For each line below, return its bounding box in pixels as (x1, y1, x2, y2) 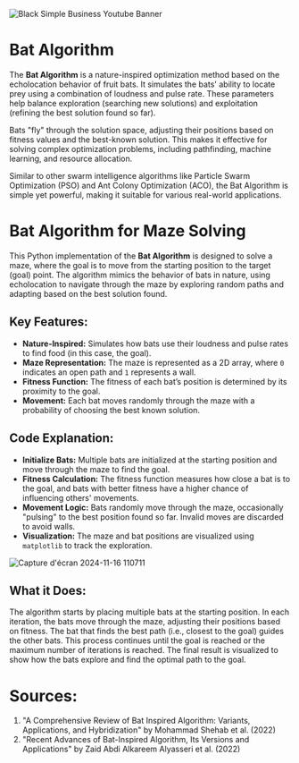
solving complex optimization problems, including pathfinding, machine (9, 143, 272, 154)
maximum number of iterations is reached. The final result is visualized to (9, 645, 278, 656)
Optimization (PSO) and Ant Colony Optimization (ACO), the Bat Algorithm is (9, 180, 288, 191)
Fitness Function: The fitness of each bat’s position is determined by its (21, 376, 287, 386)
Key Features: (9, 314, 88, 330)
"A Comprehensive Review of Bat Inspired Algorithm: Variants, (21, 716, 251, 726)
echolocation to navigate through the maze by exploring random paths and (9, 278, 284, 290)
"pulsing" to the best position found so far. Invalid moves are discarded (21, 511, 284, 522)
